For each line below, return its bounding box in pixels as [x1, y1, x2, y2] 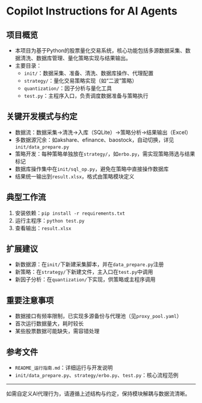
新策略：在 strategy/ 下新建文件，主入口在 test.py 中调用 [14, 268, 153, 276]
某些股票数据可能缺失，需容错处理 [14, 328, 100, 335]
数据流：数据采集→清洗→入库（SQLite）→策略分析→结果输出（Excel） [14, 129, 192, 136]
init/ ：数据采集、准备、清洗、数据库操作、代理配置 [23, 69, 154, 77]
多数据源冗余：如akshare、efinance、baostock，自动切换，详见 [14, 136, 174, 143]
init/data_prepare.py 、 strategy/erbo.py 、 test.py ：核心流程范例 [14, 372, 179, 379]
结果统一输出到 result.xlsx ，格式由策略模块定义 [14, 173, 135, 180]
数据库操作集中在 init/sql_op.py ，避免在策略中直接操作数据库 [14, 165, 170, 173]
